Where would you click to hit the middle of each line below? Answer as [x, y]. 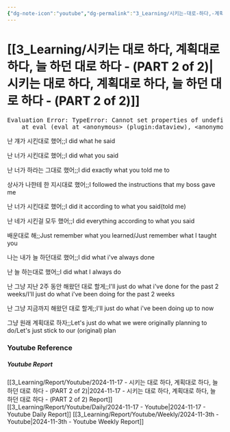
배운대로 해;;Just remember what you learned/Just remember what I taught [112, 235]
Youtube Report [30, 364]
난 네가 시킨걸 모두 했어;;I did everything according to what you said [101, 220]
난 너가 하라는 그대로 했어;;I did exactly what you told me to [88, 170]
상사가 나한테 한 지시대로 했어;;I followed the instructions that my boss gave [111, 184]
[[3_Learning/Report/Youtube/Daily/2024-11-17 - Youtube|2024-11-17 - [106, 407]
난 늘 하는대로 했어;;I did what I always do [64, 272]
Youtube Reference [40, 348]
